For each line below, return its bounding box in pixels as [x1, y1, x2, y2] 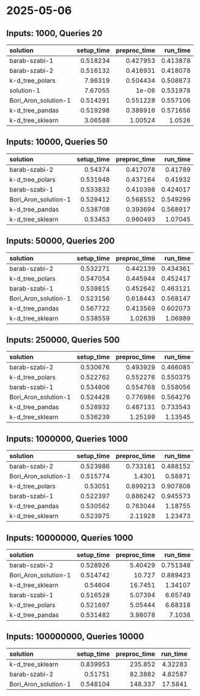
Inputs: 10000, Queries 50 [6, 137, 108, 147]
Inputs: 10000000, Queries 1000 [6, 533, 134, 543]
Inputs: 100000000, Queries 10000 [6, 631, 145, 642]
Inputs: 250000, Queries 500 [6, 335, 120, 346]
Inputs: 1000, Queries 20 [6, 28, 102, 39]
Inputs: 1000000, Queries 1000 [6, 434, 128, 444]
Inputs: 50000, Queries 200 [6, 236, 115, 246]
